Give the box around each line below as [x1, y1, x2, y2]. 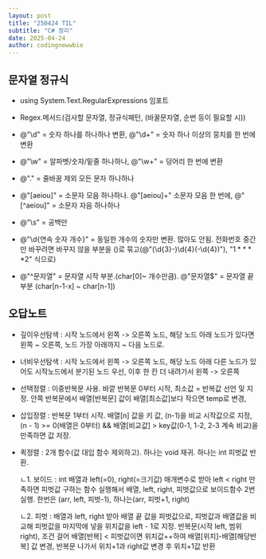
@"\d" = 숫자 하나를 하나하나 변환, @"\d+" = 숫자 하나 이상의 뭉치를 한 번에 [19, 129, 256, 139]
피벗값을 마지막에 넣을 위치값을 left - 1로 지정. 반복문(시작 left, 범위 [34, 521, 242, 531]
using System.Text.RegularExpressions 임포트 [19, 95, 169, 105]
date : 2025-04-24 [8, 34, 66, 42]
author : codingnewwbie [8, 42, 84, 50]
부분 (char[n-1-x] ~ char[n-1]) [19, 281, 115, 291]
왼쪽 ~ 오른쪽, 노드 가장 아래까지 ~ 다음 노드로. [19, 339, 165, 349]
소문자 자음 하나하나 [58, 200, 121, 210]
